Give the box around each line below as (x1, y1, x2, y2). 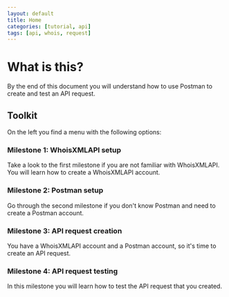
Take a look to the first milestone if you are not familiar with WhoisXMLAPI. (7, 161, 220, 170)
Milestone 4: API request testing (7, 266, 118, 276)
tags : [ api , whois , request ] (7, 29, 91, 37)
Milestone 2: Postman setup (7, 186, 104, 195)
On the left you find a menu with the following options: (7, 128, 162, 136)
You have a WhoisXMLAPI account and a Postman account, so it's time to (7, 242, 217, 250)
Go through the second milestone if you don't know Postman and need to (7, 201, 216, 210)
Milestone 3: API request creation (7, 226, 122, 235)
